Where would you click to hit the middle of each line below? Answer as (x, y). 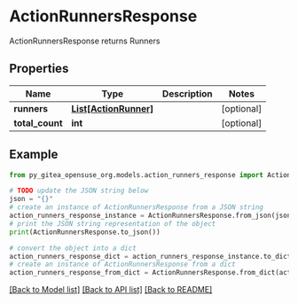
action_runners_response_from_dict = (79, 273)
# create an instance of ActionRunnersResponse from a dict (123, 264)
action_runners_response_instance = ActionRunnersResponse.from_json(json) (152, 216)
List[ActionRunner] (113, 108)
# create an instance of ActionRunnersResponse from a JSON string (137, 207)
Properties (39, 69)
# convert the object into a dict (73, 248)
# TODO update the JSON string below (79, 191)
